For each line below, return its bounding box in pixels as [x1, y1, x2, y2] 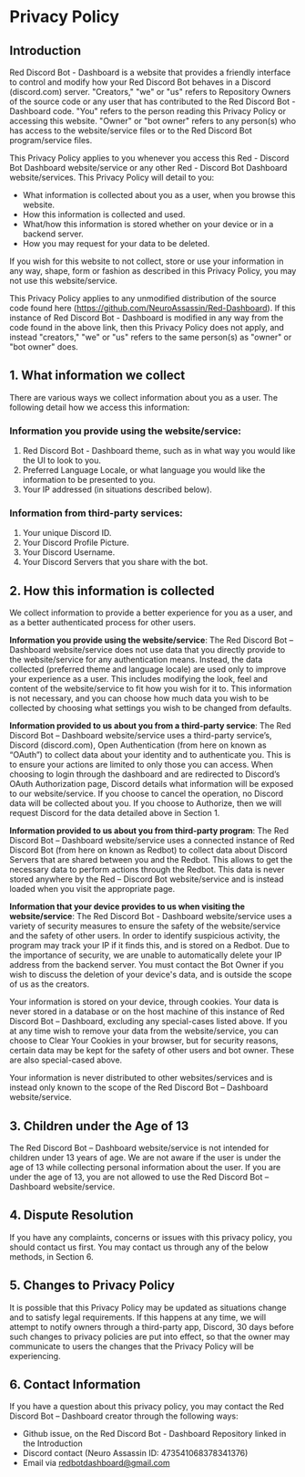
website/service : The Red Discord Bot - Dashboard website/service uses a [9, 911, 293, 922]
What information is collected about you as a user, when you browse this [22, 190, 296, 200]
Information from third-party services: [9, 507, 184, 519]
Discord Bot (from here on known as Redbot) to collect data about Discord [9, 844, 289, 855]
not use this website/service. [9, 276, 118, 286]
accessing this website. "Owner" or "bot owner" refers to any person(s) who [9, 116, 297, 126]
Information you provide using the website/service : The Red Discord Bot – [9, 634, 294, 645]
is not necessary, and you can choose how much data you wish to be [9, 693, 269, 704]
